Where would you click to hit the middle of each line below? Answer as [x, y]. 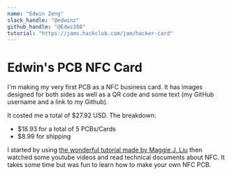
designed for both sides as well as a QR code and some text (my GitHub [111, 94]
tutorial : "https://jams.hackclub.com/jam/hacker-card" [90, 33]
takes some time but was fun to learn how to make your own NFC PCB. [109, 165]
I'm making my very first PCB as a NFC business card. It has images [105, 87]
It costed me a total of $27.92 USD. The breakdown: [82, 115]
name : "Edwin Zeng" [36, 14]
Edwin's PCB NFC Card [75, 68]
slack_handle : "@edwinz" [43, 20]
